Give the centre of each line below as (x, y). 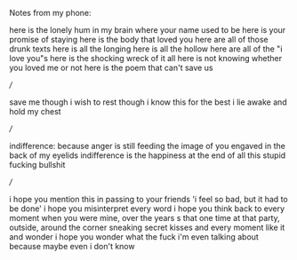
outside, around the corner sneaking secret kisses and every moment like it (147, 227)
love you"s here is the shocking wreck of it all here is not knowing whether (146, 58)
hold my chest (35, 111)
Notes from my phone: (50, 13)
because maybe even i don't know (72, 246)
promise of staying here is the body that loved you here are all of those (139, 39)
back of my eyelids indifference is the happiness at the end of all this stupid (148, 155)
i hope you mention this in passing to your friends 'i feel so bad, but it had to (148, 199)
